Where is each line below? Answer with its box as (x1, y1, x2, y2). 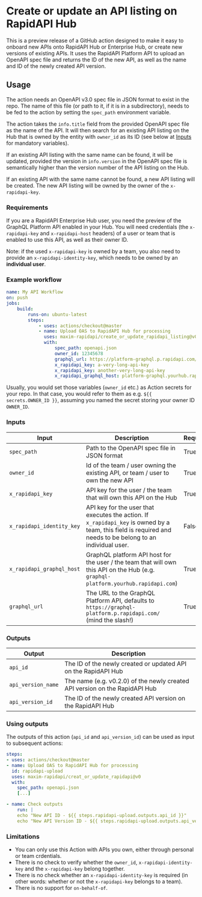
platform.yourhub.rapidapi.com (86, 580, 176, 587)
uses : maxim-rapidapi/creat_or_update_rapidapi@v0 (11, 774, 141, 780)
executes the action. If (86, 510, 149, 519)
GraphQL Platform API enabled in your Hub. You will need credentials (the (6, 224, 189, 231)
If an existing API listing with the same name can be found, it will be (6, 151, 173, 158)
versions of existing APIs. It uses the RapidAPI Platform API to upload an (6, 49, 185, 57)
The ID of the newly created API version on (64, 694, 185, 702)
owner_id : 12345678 (54, 351, 103, 357)
